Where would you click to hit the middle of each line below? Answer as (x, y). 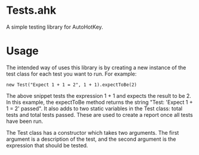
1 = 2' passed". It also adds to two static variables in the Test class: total (94, 108)
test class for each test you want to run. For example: (71, 74)
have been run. (25, 121)
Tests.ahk (31, 10)
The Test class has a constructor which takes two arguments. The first (93, 132)
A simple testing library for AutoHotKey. (55, 27)
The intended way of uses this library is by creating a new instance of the (96, 67)
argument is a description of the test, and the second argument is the (91, 139)
